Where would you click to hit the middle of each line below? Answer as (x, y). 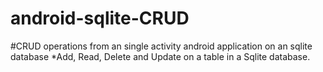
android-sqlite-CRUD (100, 18)
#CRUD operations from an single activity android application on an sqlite (161, 46)
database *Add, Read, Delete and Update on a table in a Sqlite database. (160, 56)
